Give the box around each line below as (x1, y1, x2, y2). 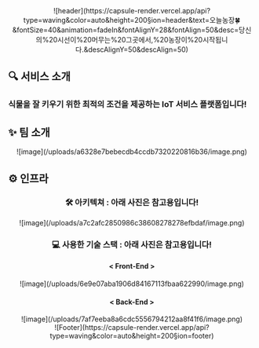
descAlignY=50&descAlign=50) (87, 45, 188, 54)
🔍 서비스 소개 (8, 70, 71, 83)
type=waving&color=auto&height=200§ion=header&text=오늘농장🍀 (23, 16, 241, 24)
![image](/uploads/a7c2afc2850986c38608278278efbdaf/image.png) (19, 218, 245, 227)
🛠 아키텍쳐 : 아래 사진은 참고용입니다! (64, 197, 199, 208)
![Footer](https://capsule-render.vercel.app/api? (54, 323, 210, 332)
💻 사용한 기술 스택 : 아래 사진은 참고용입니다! (52, 239, 212, 250)
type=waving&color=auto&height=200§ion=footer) (49, 332, 214, 341)
